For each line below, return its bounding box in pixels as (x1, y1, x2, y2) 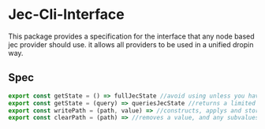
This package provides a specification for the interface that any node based (8, 31, 255, 41)
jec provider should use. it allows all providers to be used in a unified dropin (8, 39, 254, 49)
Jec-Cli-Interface (8, 6, 125, 24)
